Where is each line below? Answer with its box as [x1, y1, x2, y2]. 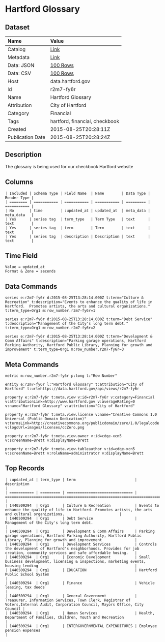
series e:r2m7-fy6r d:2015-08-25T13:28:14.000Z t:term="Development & [5, 334, 153, 339]
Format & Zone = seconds [5, 269, 56, 274]
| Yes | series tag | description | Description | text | [5, 234, 151, 239]
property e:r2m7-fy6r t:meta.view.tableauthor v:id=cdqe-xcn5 [5, 447, 135, 452]
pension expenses [5, 628, 41, 633]
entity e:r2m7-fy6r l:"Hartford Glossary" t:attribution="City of [5, 382, 144, 387]
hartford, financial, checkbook [50, 118, 119, 124]
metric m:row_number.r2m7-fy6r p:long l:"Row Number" [5, 373, 118, 378]
